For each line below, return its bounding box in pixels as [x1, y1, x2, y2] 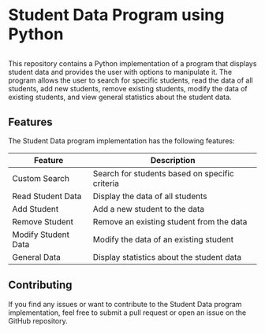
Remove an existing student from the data [92, 216, 248, 227]
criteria [92, 178, 120, 189]
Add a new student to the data [92, 204, 205, 214]
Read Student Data [12, 191, 82, 202]
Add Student [12, 204, 59, 214]
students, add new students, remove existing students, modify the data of [8, 84, 248, 94]
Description [150, 155, 196, 165]
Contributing [8, 279, 73, 292]
